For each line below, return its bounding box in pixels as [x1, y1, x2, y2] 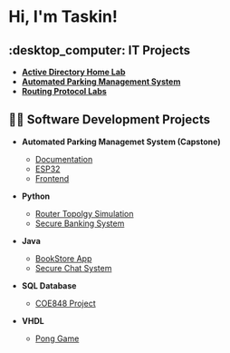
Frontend [34, 172, 70, 183]
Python [21, 191, 51, 201]
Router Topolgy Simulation [34, 208, 134, 219]
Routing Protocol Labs [21, 86, 108, 96]
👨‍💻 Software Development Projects [8, 112, 210, 128]
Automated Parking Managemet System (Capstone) [21, 136, 221, 147]
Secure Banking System [34, 218, 125, 229]
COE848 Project [34, 298, 96, 309]
